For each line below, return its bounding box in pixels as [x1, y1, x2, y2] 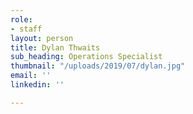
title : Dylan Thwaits [10, 42, 101, 53]
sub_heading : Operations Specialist [10, 52, 163, 62]
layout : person [10, 33, 74, 43]
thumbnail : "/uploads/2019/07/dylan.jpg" [10, 61, 186, 71]
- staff [10, 24, 43, 34]
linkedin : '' [10, 80, 65, 90]
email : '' [10, 71, 52, 81]
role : [10, 14, 33, 25]
